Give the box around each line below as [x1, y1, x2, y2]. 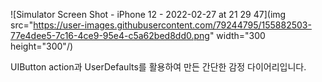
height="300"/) [10, 40, 74, 52]
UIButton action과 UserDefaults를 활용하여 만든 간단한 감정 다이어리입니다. [10, 61, 307, 73]
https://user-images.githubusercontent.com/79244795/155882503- [33, 19, 312, 31]
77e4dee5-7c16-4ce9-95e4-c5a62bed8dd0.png [10, 30, 210, 41]
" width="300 [209, 30, 266, 41]
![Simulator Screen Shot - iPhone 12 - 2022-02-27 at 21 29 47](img [10, 9, 287, 20]
